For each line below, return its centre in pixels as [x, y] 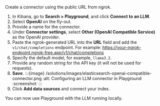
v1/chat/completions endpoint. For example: [57, 47]
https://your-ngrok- [122, 47]
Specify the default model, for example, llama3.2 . [62, 58]
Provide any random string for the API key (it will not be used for [77, 63]
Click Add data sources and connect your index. [61, 89]
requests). [22, 68]
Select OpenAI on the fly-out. [42, 22]
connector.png [27, 78]
